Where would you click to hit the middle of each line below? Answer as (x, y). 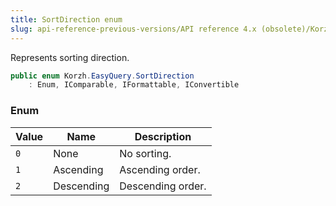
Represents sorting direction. (70, 57)
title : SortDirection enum (66, 19)
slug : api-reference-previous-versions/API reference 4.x (133, 29)
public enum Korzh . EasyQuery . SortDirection (102, 76)
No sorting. (145, 153)
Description (163, 136)
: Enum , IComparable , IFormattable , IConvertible (134, 85)
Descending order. (163, 186)
